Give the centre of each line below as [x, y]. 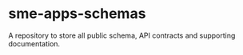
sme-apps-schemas [77, 14]
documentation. [34, 43]
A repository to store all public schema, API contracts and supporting [122, 35]
